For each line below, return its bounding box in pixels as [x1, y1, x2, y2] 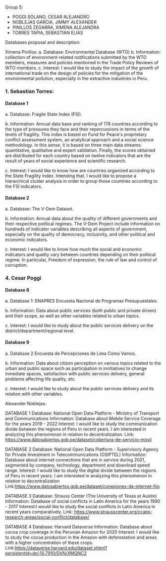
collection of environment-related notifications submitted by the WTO [5, 54, 147, 60]
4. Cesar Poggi [5, 275, 41, 282]
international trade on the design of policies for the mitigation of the [5, 70, 143, 76]
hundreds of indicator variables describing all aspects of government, [5, 226, 148, 232]
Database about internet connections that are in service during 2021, [5, 456, 146, 462]
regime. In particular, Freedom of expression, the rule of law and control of [5, 257, 157, 263]
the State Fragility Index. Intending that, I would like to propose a [5, 173, 137, 179]
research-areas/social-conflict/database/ [5, 514, 90, 520]
